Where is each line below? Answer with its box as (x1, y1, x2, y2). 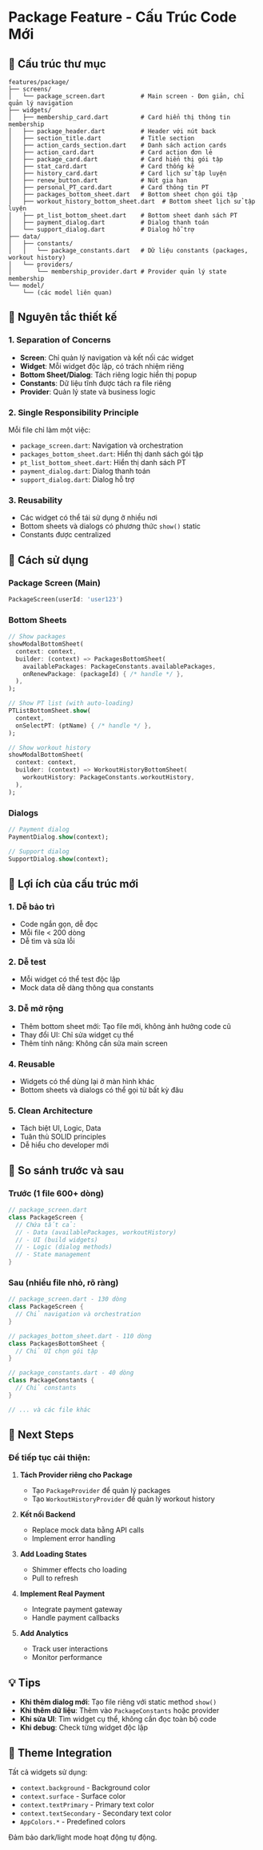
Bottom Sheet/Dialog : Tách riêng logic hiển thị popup (19, 370, 197, 379)
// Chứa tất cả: (15, 1221, 78, 1229)
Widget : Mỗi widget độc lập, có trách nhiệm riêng (19, 361, 185, 370)
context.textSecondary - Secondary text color (19, 1808, 172, 1818)
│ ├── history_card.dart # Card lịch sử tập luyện (8, 169, 227, 177)
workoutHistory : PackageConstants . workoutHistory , (22, 774, 195, 782)
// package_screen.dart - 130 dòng (8, 1295, 127, 1303)
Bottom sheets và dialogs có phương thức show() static (19, 521, 201, 531)
